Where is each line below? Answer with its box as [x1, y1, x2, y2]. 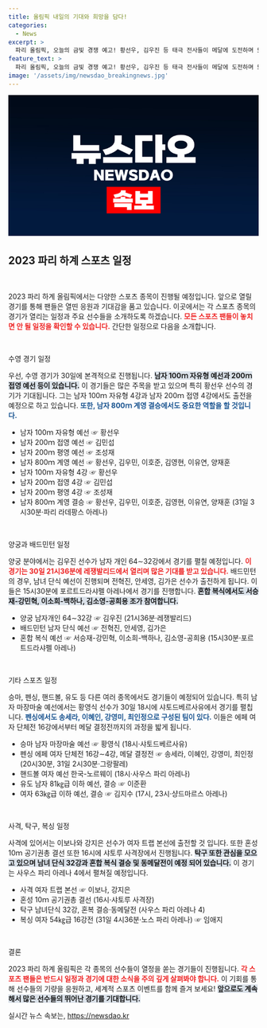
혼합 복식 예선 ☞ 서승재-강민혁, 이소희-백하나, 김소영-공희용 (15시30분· [19, 633, 242, 643]
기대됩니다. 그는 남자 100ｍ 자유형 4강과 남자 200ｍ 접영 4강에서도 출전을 [22, 391, 253, 401]
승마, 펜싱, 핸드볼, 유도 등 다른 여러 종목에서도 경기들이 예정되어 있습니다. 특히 [8, 693, 250, 702]
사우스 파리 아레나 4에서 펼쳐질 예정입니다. [16, 868, 149, 878]
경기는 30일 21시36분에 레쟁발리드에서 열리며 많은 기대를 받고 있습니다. [8, 566, 229, 577]
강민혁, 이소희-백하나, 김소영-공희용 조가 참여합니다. [17, 596, 179, 606]
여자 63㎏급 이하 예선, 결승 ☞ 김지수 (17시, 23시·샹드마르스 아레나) [19, 789, 228, 799]
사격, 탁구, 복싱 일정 [8, 821, 70, 831]
